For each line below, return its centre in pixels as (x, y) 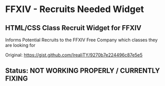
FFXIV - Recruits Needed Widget (75, 9)
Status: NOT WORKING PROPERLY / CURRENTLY (82, 71)
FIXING (17, 79)
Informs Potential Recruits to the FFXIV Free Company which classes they (81, 40)
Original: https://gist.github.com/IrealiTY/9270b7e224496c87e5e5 (74, 55)
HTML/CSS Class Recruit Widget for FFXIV (73, 28)
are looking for (20, 45)
